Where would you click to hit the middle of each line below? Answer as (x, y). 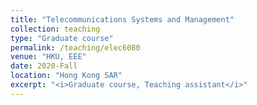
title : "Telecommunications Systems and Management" (122, 19)
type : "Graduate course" (62, 38)
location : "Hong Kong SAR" (66, 76)
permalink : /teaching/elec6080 (75, 47)
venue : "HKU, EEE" (48, 57)
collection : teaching (55, 29)
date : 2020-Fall (44, 66)
